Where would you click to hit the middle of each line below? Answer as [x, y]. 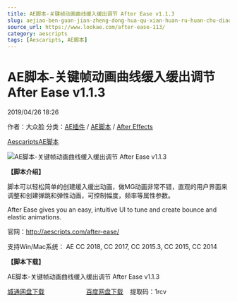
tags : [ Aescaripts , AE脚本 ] [48, 40]
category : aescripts [38, 34]
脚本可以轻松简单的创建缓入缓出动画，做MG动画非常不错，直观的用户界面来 [117, 187]
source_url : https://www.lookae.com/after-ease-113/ [86, 27]
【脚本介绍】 [26, 172]
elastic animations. [35, 217]
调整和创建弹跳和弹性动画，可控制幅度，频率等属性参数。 [91, 195]
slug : [15, 20]
